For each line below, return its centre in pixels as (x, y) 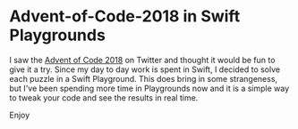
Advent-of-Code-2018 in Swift (125, 16)
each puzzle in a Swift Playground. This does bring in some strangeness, (144, 78)
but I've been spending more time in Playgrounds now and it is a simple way (149, 88)
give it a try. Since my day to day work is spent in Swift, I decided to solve (145, 69)
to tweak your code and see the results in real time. (104, 97)
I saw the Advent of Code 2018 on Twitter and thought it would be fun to (142, 60)
